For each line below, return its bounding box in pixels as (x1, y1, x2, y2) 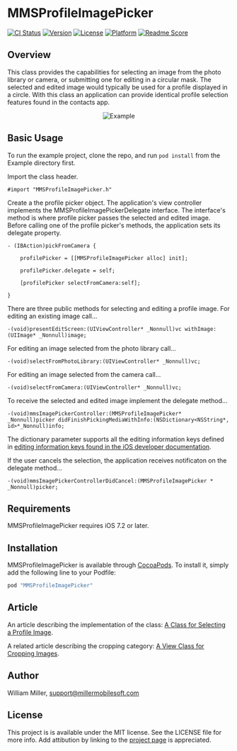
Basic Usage (7, 132, 64, 145)
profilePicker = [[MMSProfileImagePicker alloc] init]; (20, 254, 189, 261)
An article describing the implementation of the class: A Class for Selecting (7, 620, 226, 628)
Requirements (7, 502, 71, 514)
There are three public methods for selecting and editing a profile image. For (7, 304, 230, 312)
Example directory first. (7, 158, 76, 167)
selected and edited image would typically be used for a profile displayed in (7, 83, 228, 91)
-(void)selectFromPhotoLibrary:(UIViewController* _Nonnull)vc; (7, 358, 201, 365)
